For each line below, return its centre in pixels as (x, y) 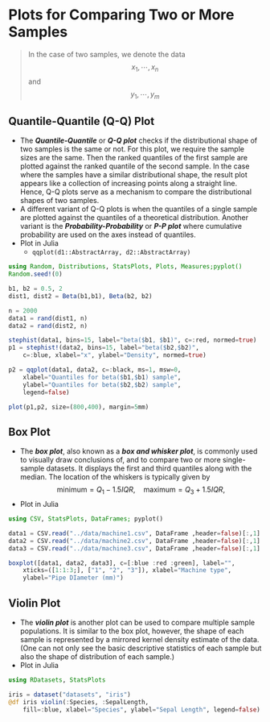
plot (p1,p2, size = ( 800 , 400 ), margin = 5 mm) (79, 407)
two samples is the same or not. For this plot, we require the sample (132, 149)
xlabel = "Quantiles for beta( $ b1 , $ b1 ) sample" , (102, 377)
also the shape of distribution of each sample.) (97, 657)
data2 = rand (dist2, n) (48, 326)
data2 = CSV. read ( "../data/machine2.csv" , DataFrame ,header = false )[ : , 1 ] (135, 541)
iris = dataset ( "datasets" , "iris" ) (70, 695)
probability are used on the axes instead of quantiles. (108, 234)
